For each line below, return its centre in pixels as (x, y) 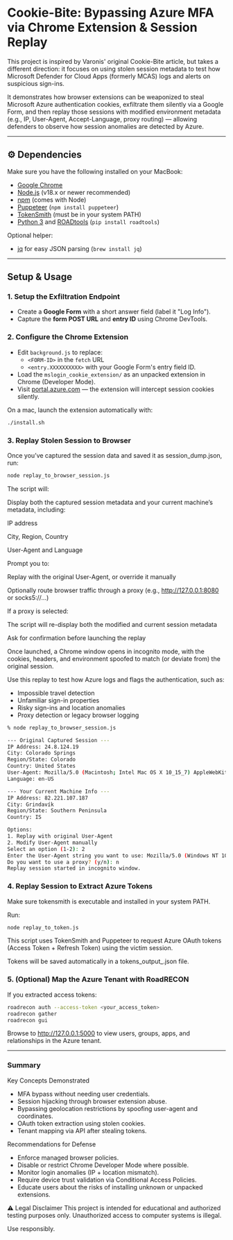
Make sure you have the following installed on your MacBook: (95, 171)
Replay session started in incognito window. (74, 868)
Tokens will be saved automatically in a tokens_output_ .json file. (98, 961)
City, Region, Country (38, 536)
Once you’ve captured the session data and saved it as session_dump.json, (115, 455)
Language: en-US (31, 779)
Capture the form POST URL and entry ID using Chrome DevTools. (112, 319)
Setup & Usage (40, 277)
